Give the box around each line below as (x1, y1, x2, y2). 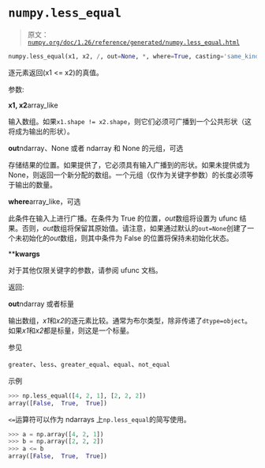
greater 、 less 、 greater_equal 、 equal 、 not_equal (8, 359, 171, 368)
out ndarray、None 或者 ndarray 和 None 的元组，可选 (8, 143, 184, 153)
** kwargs (8, 249, 41, 259)
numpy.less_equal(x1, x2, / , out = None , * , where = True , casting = (8, 52, 224, 60)
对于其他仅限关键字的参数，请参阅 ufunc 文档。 (8, 265, 162, 274)
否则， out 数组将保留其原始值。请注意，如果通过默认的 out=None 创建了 (21, 223, 248, 232)
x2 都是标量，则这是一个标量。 (35, 326, 134, 335)
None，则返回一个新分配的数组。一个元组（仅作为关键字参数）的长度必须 (8, 170, 247, 179)
